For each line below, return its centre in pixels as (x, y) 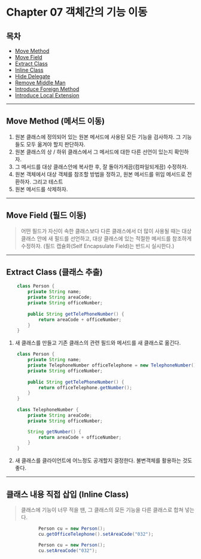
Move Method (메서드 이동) (56, 121)
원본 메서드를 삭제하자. (41, 189)
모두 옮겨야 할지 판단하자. (56, 144)
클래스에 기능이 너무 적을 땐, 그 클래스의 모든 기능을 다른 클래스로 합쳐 (102, 510)
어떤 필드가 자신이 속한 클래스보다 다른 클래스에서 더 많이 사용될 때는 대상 (106, 231)
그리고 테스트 (48, 181)
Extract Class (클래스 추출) (54, 272)
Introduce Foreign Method (47, 89)
